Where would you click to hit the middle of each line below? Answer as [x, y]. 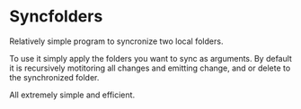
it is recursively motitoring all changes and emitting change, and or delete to [150, 68]
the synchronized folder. [54, 77]
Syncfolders [56, 17]
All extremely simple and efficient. [72, 95]
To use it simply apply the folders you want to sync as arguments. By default [150, 58]
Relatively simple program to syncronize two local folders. [116, 41]
